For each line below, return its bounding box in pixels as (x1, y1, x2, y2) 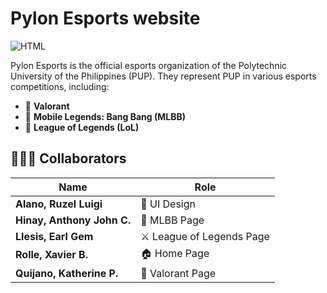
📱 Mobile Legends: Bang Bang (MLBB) (24, 110, 187, 122)
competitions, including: (10, 80, 110, 92)
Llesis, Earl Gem (15, 229, 94, 243)
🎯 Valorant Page (140, 266, 217, 280)
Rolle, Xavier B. (15, 248, 88, 262)
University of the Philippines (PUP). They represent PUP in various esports (10, 70, 317, 82)
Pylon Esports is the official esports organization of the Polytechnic (10, 59, 288, 71)
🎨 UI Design (140, 197, 196, 211)
